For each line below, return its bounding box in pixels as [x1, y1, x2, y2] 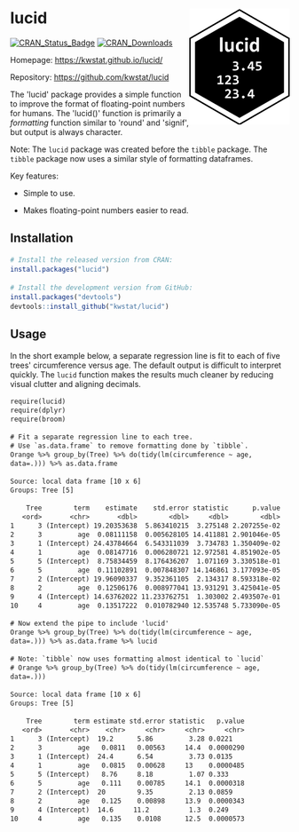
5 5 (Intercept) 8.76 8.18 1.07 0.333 [10, 770, 229, 779]
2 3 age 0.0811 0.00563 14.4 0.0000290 [10, 743, 245, 752]
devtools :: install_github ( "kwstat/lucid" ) [10, 302, 169, 312]
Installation [10, 231, 74, 246]
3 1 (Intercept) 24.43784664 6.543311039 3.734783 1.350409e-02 [10, 539, 280, 548]
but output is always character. [10, 126, 123, 137]
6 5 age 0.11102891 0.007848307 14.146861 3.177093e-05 [10, 566, 280, 574]
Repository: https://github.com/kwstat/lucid [10, 71, 169, 83]
